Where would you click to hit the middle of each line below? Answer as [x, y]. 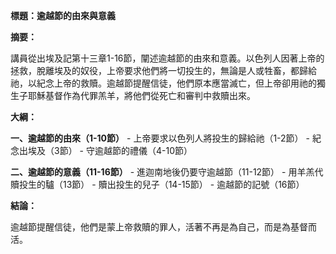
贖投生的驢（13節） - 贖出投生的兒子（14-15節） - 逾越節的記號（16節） [157, 184]
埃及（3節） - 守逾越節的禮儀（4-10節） [110, 150]
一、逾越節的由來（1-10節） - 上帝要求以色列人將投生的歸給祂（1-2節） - [160, 138]
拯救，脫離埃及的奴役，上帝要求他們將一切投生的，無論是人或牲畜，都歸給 [163, 70]
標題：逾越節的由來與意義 [63, 15]
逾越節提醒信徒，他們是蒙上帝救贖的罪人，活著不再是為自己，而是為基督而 [163, 227]
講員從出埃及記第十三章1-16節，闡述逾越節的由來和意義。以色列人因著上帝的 [167, 58]
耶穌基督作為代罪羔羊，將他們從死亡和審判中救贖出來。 [141, 95]
